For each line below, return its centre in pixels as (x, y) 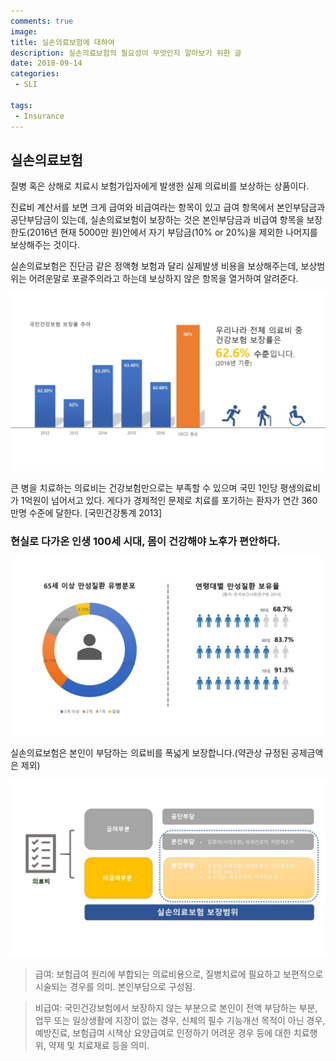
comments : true (42, 21)
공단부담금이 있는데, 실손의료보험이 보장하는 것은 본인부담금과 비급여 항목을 (157, 220)
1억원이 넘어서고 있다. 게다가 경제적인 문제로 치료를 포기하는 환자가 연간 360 (169, 500)
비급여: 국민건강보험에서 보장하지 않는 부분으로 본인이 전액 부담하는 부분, (176, 1008)
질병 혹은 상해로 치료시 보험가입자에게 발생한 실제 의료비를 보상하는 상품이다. (160, 186)
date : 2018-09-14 (46, 63)
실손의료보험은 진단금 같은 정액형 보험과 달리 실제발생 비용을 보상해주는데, (154, 266)
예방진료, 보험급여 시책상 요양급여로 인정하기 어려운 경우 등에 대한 (163, 1033)
